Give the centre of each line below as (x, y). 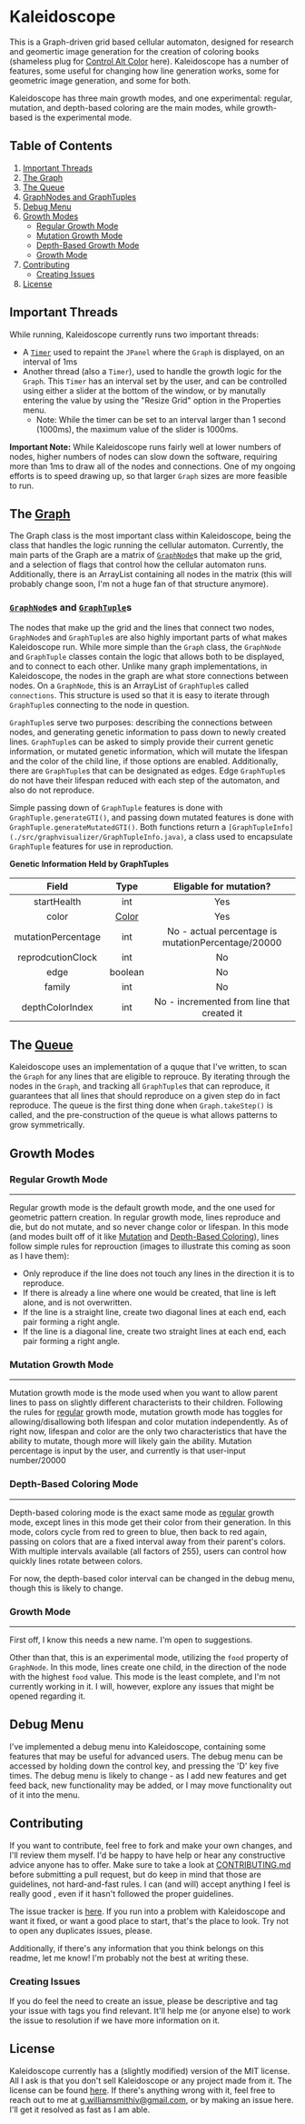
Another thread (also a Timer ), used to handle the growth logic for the (152, 371)
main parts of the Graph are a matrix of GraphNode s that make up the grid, (146, 555)
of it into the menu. (44, 1795)
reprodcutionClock (58, 957)
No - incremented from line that (222, 1002)
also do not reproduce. (52, 790)
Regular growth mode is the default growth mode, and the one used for (142, 1208)
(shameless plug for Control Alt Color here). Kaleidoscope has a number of (149, 61)
